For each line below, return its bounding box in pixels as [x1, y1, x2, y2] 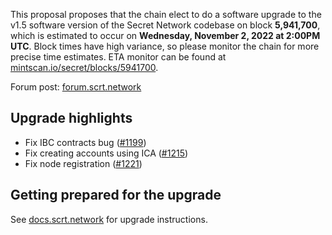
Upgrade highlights [10, 110, 133, 127]
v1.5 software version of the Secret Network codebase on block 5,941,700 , [10, 19, 321, 31]
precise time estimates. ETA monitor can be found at [10, 51, 227, 63]
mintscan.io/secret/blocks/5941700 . [10, 62, 159, 73]
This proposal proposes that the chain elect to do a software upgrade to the [10, 9, 322, 20]
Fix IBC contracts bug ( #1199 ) [24, 136, 147, 148]
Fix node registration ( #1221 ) [24, 157, 143, 169]
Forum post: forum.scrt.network [10, 81, 142, 93]
